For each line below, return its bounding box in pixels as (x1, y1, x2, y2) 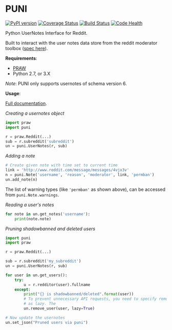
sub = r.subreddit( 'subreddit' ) (5, 139, 74, 144)
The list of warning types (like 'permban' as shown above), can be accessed (5, 186, 165, 192)
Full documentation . (5, 100, 47, 106)
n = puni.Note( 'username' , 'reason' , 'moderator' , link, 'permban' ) (5, 172, 155, 178)
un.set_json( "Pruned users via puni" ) (5, 320, 88, 325)
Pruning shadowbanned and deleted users (5, 226, 96, 232)
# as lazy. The (24, 301, 56, 306)
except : (14, 287, 31, 292)
